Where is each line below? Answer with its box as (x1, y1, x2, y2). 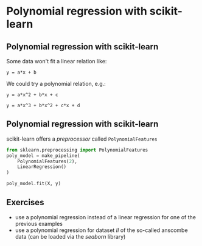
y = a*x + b (6, 69, 37, 76)
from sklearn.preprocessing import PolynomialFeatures (6, 147, 148, 153)
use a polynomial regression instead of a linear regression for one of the (15, 213, 197, 220)
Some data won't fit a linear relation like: (6, 58, 107, 65)
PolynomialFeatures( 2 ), (17, 158, 78, 164)
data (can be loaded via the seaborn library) (15, 233, 126, 240)
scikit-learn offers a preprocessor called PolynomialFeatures (6, 135, 158, 142)
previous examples (15, 220, 63, 227)
